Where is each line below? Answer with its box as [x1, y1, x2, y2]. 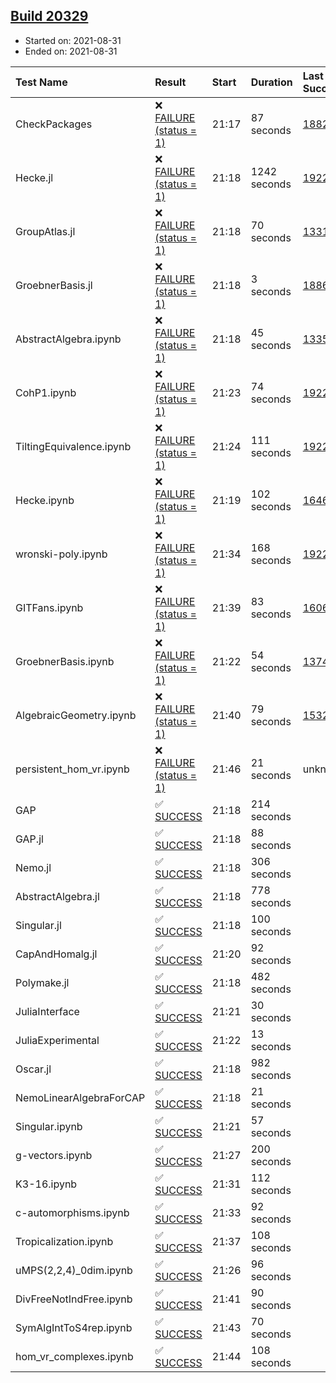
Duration [250, 75, 293, 89]
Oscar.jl [15, 1062, 52, 1076]
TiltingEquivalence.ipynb [15, 439, 132, 453]
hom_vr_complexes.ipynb [15, 1349, 134, 1363]
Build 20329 [10, 8, 89, 25]
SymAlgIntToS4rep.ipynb [15, 1320, 133, 1334]
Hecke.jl [15, 170, 54, 184]
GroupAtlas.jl [15, 224, 76, 238]
